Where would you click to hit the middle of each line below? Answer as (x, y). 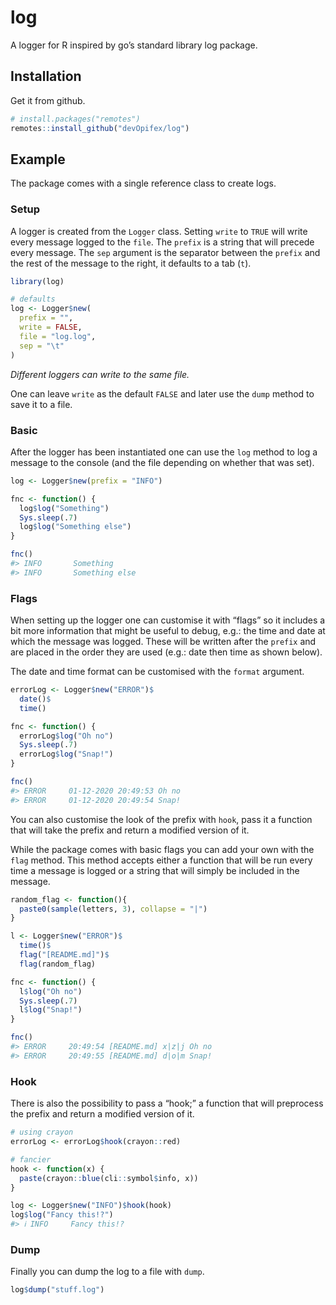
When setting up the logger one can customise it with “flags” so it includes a (168, 620)
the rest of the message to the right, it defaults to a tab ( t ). (131, 263)
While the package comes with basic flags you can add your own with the (162, 849)
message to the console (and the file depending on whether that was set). (162, 462)
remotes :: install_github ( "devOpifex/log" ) (100, 128)
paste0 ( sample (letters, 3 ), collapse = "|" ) (113, 909)
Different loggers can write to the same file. (100, 374)
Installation (46, 76)
